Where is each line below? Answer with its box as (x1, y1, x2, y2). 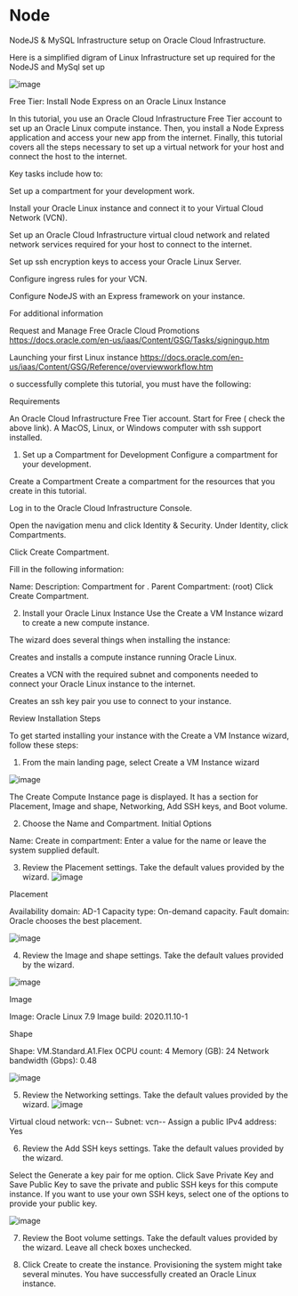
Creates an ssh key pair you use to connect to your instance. (9, 695, 232, 706)
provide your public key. (9, 1198, 98, 1209)
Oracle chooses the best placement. (9, 915, 142, 926)
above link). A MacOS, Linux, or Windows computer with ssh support (9, 422, 262, 433)
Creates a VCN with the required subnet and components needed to (9, 668, 259, 679)
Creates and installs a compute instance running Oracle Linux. (9, 652, 238, 662)
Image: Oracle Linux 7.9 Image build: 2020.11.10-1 (9, 1011, 189, 1022)
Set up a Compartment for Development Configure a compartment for (21, 449, 278, 459)
